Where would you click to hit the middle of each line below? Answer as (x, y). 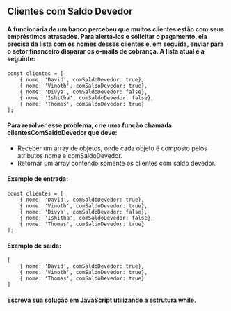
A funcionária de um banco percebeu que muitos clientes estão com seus (116, 29)
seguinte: (22, 58)
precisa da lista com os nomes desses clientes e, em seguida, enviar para (115, 44)
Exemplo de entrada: (38, 179)
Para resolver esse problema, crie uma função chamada (90, 125)
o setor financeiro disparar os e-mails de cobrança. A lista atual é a (106, 51)
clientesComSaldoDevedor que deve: (62, 133)
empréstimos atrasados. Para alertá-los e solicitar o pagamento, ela (107, 36)
